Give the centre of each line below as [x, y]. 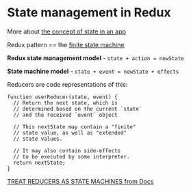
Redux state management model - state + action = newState [95, 58]
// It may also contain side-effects [67, 151]
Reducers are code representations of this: [67, 84]
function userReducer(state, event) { [62, 97]
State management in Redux [89, 13]
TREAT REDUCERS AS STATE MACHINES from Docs [80, 181]
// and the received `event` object [65, 115]
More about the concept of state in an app [67, 31]
